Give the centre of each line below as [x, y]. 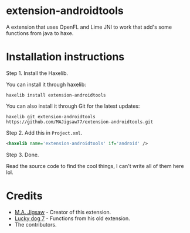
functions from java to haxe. [40, 33]
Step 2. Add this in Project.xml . [44, 132]
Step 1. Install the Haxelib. [37, 73]
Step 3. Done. [23, 155]
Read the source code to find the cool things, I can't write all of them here [95, 166]
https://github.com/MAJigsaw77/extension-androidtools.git [80, 122]
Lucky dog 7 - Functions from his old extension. [72, 218]
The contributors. [35, 224]
